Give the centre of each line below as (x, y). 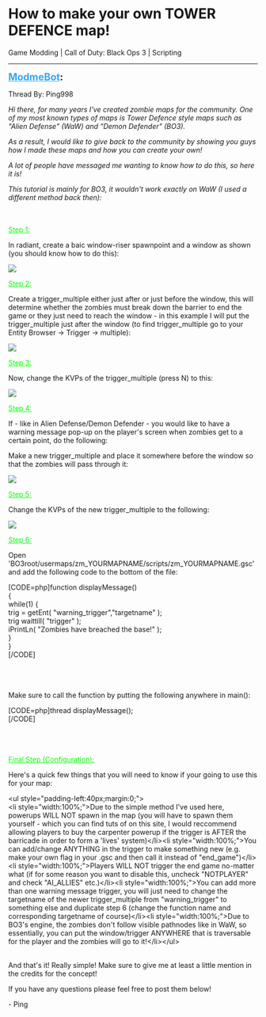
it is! (15, 173)
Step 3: (20, 362)
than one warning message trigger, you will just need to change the (118, 890)
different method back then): (55, 197)
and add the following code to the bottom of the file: (93, 571)
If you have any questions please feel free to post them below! (110, 989)
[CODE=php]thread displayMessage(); (71, 710)
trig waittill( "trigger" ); (45, 620)
